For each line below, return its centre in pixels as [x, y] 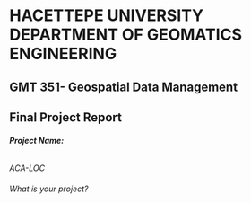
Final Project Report [66, 117]
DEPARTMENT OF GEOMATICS [126, 35]
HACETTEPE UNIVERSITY [107, 16]
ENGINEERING [63, 54]
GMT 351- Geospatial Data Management [124, 87]
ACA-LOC [27, 168]
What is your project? [49, 189]
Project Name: [37, 140]
